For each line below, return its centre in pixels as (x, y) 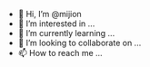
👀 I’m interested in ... (56, 24)
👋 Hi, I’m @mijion (50, 14)
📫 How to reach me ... (60, 53)
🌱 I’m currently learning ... (66, 33)
